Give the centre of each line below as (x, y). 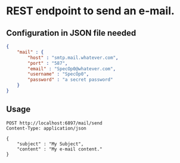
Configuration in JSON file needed (71, 33)
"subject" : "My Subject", (50, 144)
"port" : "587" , (48, 63)
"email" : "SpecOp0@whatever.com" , (72, 69)
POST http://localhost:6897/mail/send (54, 123)
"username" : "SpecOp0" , (58, 74)
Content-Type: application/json (46, 128)
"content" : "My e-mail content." (60, 149)
